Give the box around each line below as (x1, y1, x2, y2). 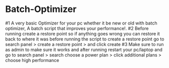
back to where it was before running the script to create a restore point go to (5, 36, 164, 42)
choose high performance (5, 57, 60, 63)
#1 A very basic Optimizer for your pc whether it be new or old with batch (5, 20, 157, 26)
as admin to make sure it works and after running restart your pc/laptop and (5, 46, 163, 52)
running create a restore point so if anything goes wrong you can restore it (5, 30, 160, 36)
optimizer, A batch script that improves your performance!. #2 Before (5, 25, 149, 31)
